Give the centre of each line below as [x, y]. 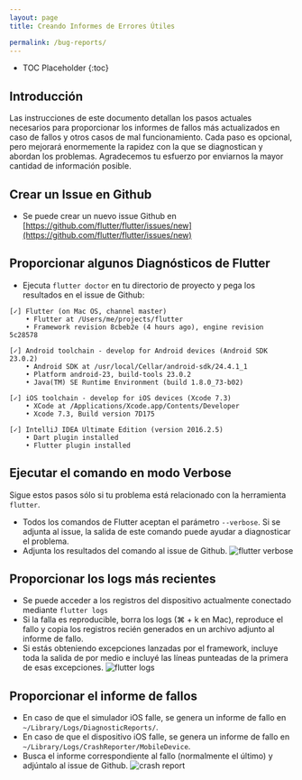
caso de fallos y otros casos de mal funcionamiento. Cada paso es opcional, [151, 137]
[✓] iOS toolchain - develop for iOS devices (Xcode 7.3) [120, 398]
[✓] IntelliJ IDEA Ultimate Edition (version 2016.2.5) [116, 429]
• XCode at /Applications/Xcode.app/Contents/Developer [133, 406]
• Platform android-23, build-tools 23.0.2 [109, 374]
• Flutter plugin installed [78, 445]
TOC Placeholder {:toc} [66, 68]
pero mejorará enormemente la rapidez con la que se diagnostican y [136, 147]
